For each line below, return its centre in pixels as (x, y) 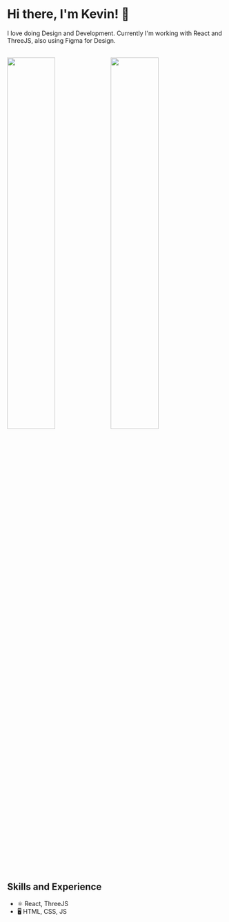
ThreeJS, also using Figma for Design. (61, 40)
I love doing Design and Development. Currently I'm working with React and (115, 33)
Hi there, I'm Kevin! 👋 (68, 14)
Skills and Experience (54, 887)
